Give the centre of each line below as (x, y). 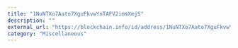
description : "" (31, 20)
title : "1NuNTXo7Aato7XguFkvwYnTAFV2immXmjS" (75, 14)
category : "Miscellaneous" (47, 34)
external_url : (28, 27)
